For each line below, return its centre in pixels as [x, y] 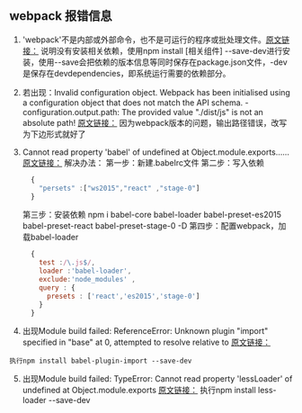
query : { [57, 287]
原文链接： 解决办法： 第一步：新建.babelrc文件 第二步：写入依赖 [143, 162]
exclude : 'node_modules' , [88, 280]
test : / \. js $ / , [67, 263]
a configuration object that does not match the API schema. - [135, 103]
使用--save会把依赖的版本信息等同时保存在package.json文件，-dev [163, 62]
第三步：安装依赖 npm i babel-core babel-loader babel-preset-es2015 [151, 215]
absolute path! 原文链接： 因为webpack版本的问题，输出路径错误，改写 [155, 122]
